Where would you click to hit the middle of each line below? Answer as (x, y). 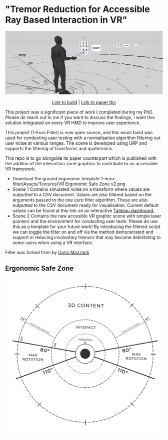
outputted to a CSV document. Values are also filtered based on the (82, 195)
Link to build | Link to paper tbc (84, 102)
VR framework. (20, 169)
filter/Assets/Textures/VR (38, 184)
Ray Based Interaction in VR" (66, 20)
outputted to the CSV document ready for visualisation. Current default (85, 205)
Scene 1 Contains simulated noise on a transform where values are (81, 189)
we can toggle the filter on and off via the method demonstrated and (83, 232)
